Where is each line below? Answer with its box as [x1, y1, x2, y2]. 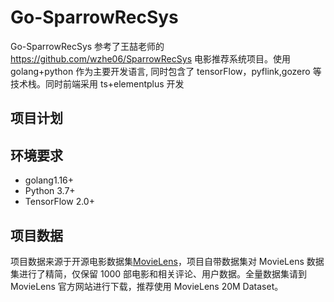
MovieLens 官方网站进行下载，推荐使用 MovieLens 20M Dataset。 [10, 280, 284, 292]
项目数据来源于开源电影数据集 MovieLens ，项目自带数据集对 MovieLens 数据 [10, 255, 325, 267]
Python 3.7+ [24, 185, 76, 197]
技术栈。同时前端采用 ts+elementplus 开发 [10, 77, 185, 90]
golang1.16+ [24, 174, 75, 186]
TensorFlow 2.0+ [24, 196, 95, 208]
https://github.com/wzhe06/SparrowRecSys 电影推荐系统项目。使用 [10, 52, 291, 65]
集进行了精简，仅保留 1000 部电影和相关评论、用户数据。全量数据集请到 [10, 267, 308, 280]
